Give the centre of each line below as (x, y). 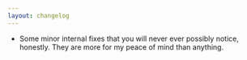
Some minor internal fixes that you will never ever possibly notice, (129, 38)
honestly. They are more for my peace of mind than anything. (121, 47)
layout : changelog (38, 16)
